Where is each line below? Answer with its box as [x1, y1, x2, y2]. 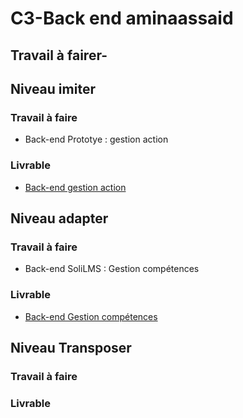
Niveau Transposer [10, 339, 132, 356]
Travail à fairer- [10, 47, 108, 64]
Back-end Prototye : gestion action [24, 133, 169, 146]
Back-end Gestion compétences [24, 310, 158, 322]
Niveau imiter [10, 80, 96, 97]
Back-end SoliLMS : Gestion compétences [24, 263, 200, 275]
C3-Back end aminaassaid [10, 7, 234, 30]
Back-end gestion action [24, 181, 127, 193]
